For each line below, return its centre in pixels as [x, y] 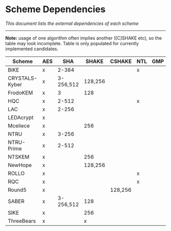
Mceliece [19, 125]
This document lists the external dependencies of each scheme [72, 23]
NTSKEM [19, 157]
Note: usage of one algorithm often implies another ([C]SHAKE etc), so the [83, 38]
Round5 [17, 190]
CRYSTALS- [23, 78]
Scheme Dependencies [55, 9]
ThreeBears [22, 221]
